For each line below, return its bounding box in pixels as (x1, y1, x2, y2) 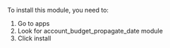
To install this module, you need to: (7, 6, 109, 14)
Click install (17, 34, 51, 42)
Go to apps (17, 19, 50, 27)
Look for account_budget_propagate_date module (17, 27, 164, 35)
